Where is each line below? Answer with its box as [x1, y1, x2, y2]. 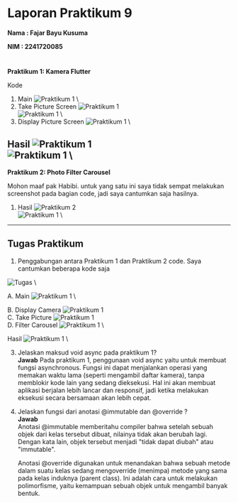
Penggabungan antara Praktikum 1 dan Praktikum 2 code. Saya [17, 256, 202, 265]
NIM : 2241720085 [7, 42, 64, 50]
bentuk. [17, 489, 40, 497]
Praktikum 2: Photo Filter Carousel [7, 168, 111, 176]
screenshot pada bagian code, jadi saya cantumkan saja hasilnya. [7, 189, 199, 198]
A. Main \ [7, 291, 76, 300]
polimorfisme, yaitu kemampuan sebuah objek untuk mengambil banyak [17, 481, 228, 490]
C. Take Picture [7, 313, 52, 321]
